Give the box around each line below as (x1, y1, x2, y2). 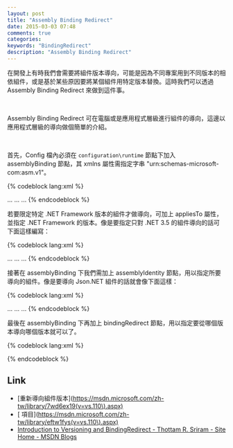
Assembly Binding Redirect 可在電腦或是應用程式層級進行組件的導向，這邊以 (7, 114, 225, 122)
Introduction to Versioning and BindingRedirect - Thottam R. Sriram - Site (17, 425, 226, 433)
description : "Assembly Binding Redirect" (7, 49, 132, 56)
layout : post (7, 10, 45, 17)
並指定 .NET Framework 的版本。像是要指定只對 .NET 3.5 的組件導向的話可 (7, 218, 221, 226)
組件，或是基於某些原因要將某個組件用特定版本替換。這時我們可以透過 (12, 77, 214, 85)
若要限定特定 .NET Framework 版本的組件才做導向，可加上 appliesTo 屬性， (7, 209, 223, 218)
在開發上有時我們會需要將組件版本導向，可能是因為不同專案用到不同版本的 (7, 69, 220, 77)
